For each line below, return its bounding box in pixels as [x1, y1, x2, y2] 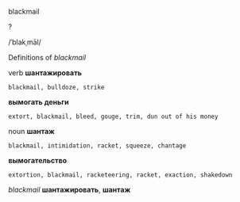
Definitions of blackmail [8, 53, 86, 62]
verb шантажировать [8, 68, 82, 78]
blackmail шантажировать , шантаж [8, 185, 131, 194]
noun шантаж [8, 127, 56, 135]
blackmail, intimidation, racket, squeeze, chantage [8, 142, 187, 150]
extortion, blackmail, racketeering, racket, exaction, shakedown [8, 171, 233, 179]
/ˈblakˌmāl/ [8, 37, 42, 47]
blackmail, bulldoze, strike [8, 83, 105, 91]
